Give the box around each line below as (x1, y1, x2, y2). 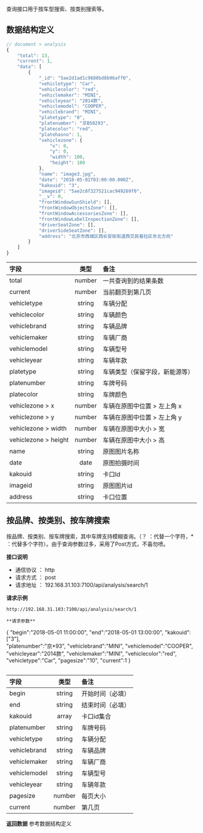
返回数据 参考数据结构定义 (6, 820, 72, 827)
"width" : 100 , (49, 154, 85, 160)
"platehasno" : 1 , (38, 131, 83, 138)
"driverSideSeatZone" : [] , (38, 227, 107, 234)
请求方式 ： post (15, 573, 56, 581)
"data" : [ (17, 64, 42, 70)
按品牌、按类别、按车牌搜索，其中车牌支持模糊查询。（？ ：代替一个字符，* (6, 532, 194, 540)
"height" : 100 (49, 160, 85, 166)
